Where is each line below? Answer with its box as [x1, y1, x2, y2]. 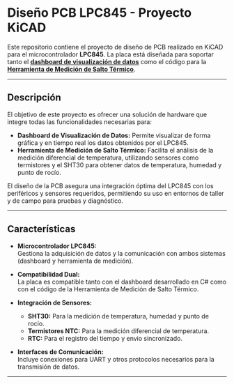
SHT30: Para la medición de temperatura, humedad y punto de [27, 312, 209, 320]
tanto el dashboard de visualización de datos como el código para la [7, 57, 207, 66]
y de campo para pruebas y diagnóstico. [7, 197, 124, 205]
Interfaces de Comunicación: [17, 347, 104, 356]
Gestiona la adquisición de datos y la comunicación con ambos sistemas [17, 249, 226, 257]
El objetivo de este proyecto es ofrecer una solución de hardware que [7, 110, 208, 118]
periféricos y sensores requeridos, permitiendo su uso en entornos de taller [7, 189, 224, 197]
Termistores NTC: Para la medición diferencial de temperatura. [27, 326, 210, 335]
